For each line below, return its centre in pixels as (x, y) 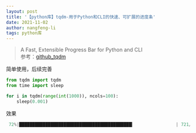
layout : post (22, 11)
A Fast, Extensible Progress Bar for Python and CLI (81, 50)
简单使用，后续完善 (29, 69)
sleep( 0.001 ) (32, 101)
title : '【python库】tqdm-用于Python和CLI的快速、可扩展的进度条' (81, 17)
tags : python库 (24, 33)
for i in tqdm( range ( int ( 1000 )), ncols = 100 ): (62, 96)
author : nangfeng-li (31, 28)
